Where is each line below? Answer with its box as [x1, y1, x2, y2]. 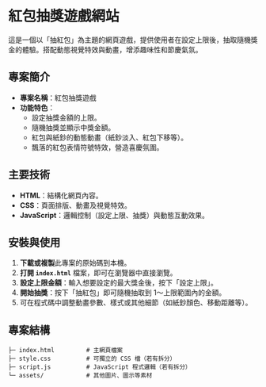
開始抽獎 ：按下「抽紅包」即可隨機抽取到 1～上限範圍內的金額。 [19, 288, 226, 297]
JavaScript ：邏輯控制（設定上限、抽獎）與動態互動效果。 [19, 210, 210, 220]
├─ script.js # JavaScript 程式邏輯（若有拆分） [8, 363, 192, 371]
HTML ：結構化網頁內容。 [19, 190, 103, 200]
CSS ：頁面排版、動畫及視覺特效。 [19, 200, 132, 210]
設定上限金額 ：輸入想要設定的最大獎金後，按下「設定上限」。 [19, 278, 218, 288]
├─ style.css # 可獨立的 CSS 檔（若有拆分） [8, 354, 177, 363]
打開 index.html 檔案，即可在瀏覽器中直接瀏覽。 [19, 268, 177, 278]
